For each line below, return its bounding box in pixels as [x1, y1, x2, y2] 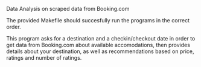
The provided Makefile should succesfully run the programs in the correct [6, 17, 190, 24]
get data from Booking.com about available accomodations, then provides [6, 42, 190, 48]
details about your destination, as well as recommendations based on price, [6, 48, 194, 55]
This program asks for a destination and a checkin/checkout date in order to [6, 35, 196, 42]
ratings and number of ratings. [6, 54, 82, 61]
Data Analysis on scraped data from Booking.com [6, 5, 130, 12]
